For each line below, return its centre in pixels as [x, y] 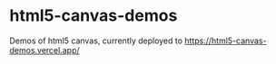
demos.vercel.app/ [44, 50]
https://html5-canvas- [226, 41]
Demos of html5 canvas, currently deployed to [96, 41]
